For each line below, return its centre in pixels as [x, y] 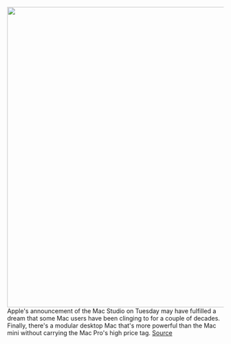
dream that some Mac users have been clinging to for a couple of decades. [113, 318]
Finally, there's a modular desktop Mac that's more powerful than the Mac [112, 325]
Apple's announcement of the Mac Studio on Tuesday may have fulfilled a [112, 311]
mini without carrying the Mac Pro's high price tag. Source [90, 333]
